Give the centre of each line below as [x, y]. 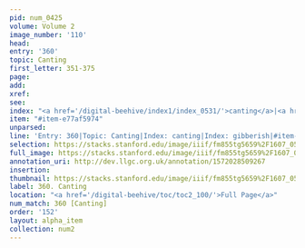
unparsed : [28, 128]
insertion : [30, 170]
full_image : [32, 153]
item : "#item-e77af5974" [56, 119]
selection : [30, 144]
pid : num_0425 [36, 18]
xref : [20, 94]
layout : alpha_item [46, 220]
